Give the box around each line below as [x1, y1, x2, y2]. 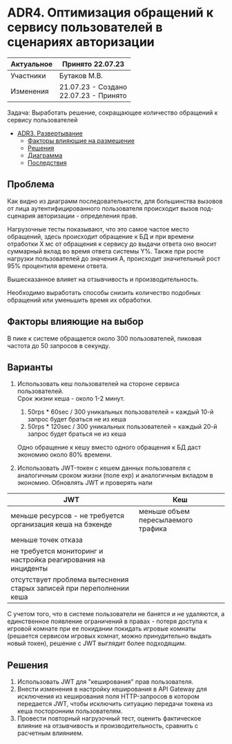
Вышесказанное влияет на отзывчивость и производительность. [7, 275, 199, 283]
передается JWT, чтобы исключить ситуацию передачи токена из [17, 700, 213, 708]
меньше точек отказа [10, 535, 83, 545]
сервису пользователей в [7, 19, 163, 35]
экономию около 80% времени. [17, 450, 113, 459]
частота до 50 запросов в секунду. [7, 341, 110, 350]
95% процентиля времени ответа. [7, 261, 108, 270]
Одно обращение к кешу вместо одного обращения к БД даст [17, 443, 202, 452]
